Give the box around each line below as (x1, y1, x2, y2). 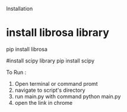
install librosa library (6, 26, 110, 39)
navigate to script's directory (14, 86, 85, 94)
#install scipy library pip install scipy (6, 57, 95, 64)
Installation (6, 5, 33, 12)
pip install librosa (6, 45, 47, 52)
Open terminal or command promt (14, 80, 98, 87)
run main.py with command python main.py (14, 92, 121, 100)
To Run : (6, 69, 27, 76)
